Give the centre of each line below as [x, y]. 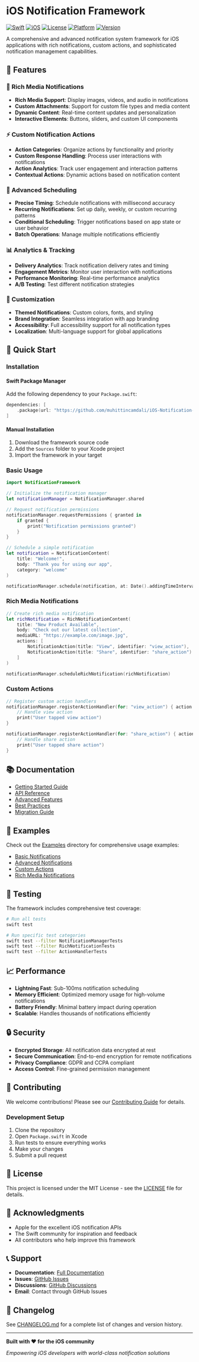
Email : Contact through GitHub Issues [61, 1292]
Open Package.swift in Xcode [51, 1136]
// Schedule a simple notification [50, 548]
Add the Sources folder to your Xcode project [69, 449]
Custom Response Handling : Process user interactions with [88, 156]
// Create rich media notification [50, 613]
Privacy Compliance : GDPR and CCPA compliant [74, 1062]
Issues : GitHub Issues [42, 1279]
